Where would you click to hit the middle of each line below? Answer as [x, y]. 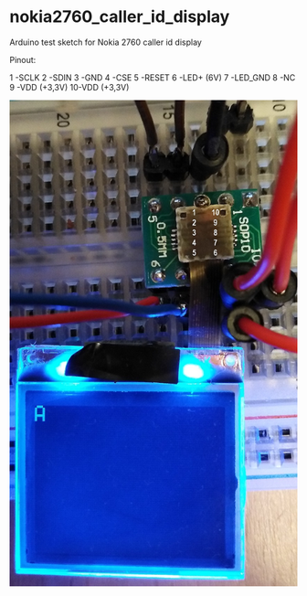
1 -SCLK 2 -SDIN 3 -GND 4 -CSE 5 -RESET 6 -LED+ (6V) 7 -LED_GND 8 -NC [153, 77]
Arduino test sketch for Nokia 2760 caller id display [106, 42]
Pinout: [23, 59]
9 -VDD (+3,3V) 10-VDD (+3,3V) [69, 87]
